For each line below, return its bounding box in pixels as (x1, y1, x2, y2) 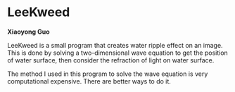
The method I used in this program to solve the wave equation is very (7, 70, 208, 78)
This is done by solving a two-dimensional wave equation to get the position (7, 48, 229, 57)
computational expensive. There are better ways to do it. (7, 77, 171, 85)
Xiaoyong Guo (7, 27, 51, 36)
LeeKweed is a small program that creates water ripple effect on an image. (7, 41, 223, 49)
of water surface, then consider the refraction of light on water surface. (7, 55, 215, 64)
